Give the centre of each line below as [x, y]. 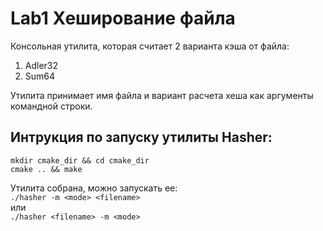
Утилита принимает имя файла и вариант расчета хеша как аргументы [162, 95]
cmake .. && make [46, 169]
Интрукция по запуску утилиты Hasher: [141, 137]
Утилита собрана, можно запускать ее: [94, 188]
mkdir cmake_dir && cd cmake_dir [80, 160]
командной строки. [51, 106]
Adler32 [41, 65]
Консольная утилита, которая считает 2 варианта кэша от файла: [150, 46]
